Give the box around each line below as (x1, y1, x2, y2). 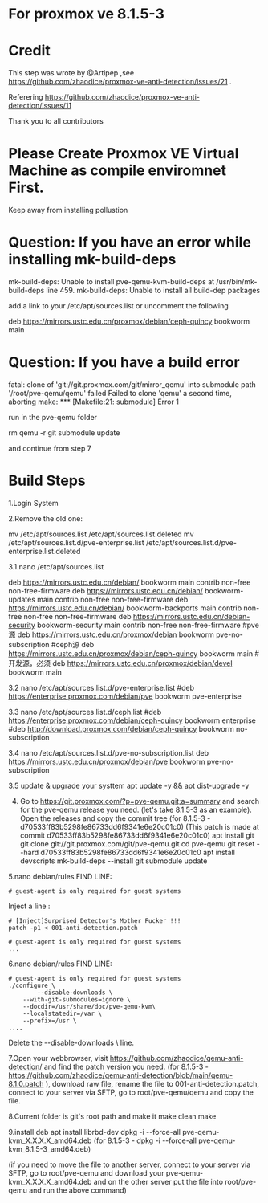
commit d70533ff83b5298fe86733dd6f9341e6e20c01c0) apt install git (19, 830, 254, 840)
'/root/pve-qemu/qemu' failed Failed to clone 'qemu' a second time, (8, 388, 233, 398)
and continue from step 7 (8, 443, 92, 453)
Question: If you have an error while (8, 234, 251, 251)
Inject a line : (8, 901, 51, 911)
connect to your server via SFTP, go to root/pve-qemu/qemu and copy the (8, 1087, 254, 1097)
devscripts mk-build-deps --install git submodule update (19, 856, 208, 866)
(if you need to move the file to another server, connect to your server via (8, 1160, 251, 1169)
